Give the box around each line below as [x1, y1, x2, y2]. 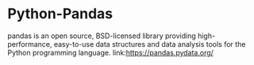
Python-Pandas [7, 5, 113, 23]
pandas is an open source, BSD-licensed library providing [7, 31, 196, 40]
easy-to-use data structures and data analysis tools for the [53, 39, 246, 48]
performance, [7, 39, 52, 48]
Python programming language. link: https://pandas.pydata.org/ [7, 48, 214, 57]
